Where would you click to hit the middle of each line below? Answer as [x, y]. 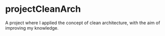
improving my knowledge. [32, 28]
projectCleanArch [43, 9]
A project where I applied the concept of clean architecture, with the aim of [83, 23]
